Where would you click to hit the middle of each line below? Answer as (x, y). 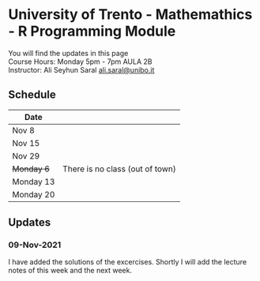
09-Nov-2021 (35, 245)
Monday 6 (31, 169)
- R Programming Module (92, 31)
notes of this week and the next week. (70, 271)
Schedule (32, 95)
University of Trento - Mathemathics (130, 15)
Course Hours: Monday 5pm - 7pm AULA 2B (80, 62)
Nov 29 (26, 155)
